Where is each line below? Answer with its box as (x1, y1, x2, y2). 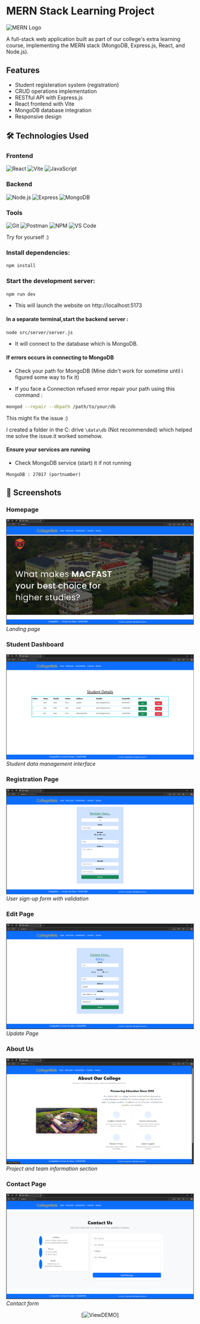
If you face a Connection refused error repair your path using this (14, 385, 176, 392)
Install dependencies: (6, 248, 70, 257)
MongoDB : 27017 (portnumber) (6, 471, 82, 477)
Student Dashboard (6, 641, 64, 649)
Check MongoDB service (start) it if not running (14, 459, 132, 466)
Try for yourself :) (6, 234, 49, 241)
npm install (6, 263, 36, 269)
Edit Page (6, 910, 35, 918)
